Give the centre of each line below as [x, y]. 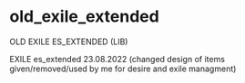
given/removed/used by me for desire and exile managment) [123, 69]
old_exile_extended [84, 17]
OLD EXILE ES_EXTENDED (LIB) [69, 41]
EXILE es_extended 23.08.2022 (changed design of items [117, 59]
